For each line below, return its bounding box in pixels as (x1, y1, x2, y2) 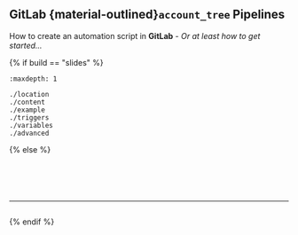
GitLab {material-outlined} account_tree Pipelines (9, 7, 286, 22)
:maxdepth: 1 (9, 74, 58, 83)
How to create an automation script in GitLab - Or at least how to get (9, 30, 261, 41)
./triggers (9, 113, 50, 122)
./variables (9, 121, 53, 129)
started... (9, 40, 43, 51)
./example (9, 106, 46, 114)
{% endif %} (9, 216, 55, 227)
